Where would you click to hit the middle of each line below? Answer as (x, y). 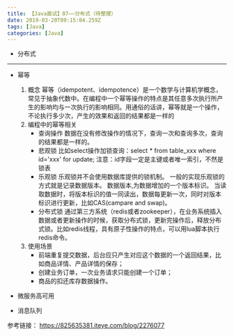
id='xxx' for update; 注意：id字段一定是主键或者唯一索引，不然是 (131, 159)
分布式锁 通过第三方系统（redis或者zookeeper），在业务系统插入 (130, 211)
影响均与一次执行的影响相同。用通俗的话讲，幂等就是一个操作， (132, 107)
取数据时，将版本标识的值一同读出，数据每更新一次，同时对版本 (130, 194)
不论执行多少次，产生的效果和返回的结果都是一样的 (101, 116)
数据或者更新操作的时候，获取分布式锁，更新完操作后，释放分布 (130, 221)
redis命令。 (54, 238)
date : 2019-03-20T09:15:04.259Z (54, 20)
